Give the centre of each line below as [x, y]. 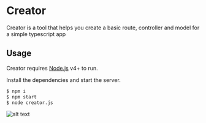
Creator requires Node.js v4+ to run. [52, 68]
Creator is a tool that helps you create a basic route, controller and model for [103, 28]
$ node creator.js [30, 102]
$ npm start [21, 97]
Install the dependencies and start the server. [63, 80]
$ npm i [16, 91]
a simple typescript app [36, 34]
